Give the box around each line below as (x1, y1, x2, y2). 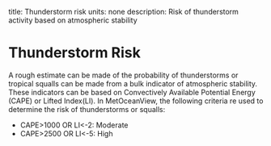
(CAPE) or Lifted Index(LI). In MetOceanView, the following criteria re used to (8, 96, 264, 106)
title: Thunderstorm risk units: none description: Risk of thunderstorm (8, 7, 239, 16)
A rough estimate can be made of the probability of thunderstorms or (8, 70, 239, 80)
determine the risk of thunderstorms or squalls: (8, 104, 166, 114)
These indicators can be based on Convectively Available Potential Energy (8, 87, 256, 97)
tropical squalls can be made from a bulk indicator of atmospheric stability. (8, 78, 257, 88)
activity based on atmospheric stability (8, 15, 138, 25)
